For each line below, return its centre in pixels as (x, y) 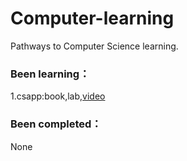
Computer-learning (92, 18)
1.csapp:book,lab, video (58, 96)
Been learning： (50, 74)
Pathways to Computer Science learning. (94, 46)
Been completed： (56, 124)
